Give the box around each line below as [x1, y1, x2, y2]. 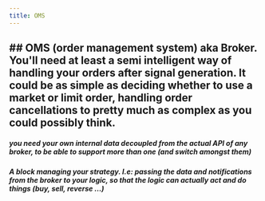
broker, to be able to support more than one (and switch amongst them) [9, 147, 252, 156]
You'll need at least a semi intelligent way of [9, 53, 232, 68]
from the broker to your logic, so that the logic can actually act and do [9, 175, 247, 184]
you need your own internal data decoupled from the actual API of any [9, 138, 248, 148]
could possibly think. [9, 116, 117, 130]
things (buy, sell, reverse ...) [9, 183, 105, 193]
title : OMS [9, 11, 45, 20]
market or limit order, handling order [9, 91, 193, 104]
